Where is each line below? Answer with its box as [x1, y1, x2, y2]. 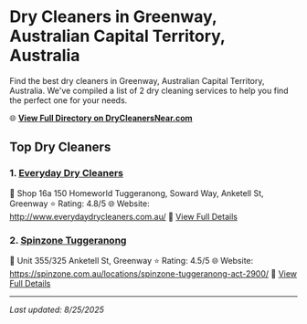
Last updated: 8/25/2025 [9, 304, 105, 315]
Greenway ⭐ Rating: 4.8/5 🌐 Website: [9, 198, 151, 209]
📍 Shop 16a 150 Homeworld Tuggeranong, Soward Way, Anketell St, [9, 187, 264, 198]
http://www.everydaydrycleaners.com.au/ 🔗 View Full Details [9, 211, 238, 222]
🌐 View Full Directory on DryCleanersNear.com [9, 112, 194, 123]
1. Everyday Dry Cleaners [9, 167, 123, 180]
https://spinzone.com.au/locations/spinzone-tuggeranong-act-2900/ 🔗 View [9, 267, 298, 279]
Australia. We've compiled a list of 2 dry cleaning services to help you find [9, 85, 290, 96]
